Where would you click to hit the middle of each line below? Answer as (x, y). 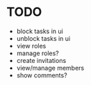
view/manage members (50, 68)
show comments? (42, 75)
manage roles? (38, 53)
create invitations (41, 60)
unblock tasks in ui (43, 38)
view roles (31, 46)
